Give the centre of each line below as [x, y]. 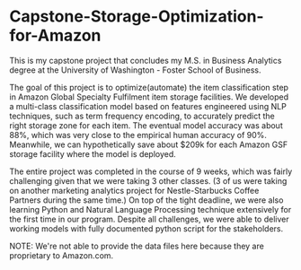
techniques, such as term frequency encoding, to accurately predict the [142, 116]
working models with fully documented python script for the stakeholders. [146, 228]
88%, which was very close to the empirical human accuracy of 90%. [138, 135]
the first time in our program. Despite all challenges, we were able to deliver [149, 219]
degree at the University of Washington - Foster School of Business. [135, 70]
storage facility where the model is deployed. [93, 153]
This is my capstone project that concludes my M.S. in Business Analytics [146, 60]
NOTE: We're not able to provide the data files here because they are [137, 246]
